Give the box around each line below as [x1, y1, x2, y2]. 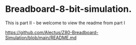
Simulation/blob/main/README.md [5, 35, 76, 41]
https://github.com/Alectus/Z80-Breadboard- [5, 29, 98, 35]
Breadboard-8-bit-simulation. [5, 3, 132, 15]
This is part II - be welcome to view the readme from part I [5, 20, 125, 26]
